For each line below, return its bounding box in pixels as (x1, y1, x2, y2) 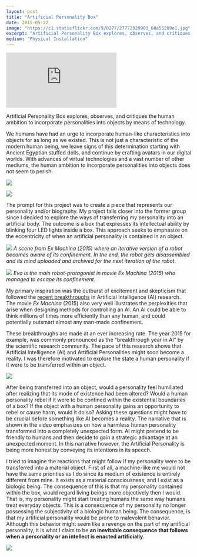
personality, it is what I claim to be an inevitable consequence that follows (6, 527, 188, 533)
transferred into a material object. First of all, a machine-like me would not (6, 464, 185, 471)
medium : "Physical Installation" (6, 36, 88, 42)
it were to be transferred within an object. (6, 361, 106, 368)
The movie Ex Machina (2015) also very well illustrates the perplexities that (6, 300, 188, 306)
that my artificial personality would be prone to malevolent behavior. (6, 514, 171, 521)
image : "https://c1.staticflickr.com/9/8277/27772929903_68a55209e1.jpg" (6, 25, 191, 31)
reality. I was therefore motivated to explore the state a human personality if (6, 355, 190, 362)
